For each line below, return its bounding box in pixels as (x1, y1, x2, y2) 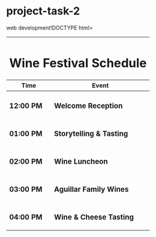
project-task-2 (6, 4, 80, 18)
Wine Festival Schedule (9, 55, 147, 70)
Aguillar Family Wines (53, 185, 129, 194)
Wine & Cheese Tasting (53, 212, 134, 222)
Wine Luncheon (53, 157, 108, 167)
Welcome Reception (53, 101, 123, 111)
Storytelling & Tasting (53, 129, 128, 139)
